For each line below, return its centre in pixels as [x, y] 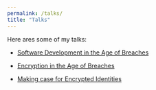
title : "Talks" [29, 20]
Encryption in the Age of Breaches [66, 65]
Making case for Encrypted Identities [69, 78]
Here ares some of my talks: [47, 39]
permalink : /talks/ [35, 13]
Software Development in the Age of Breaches [83, 52]
